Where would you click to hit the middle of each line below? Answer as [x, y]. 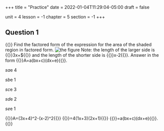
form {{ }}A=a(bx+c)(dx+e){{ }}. [36, 60]
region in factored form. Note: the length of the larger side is [80, 50]
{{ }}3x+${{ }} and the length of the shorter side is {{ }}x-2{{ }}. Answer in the [82, 55]
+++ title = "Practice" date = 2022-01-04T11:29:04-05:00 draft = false [77, 7]
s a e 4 [11, 70]
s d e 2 [11, 99]
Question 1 [22, 33]
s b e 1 [10, 80]
